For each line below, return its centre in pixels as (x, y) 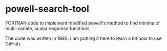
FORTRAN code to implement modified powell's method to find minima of (83, 23)
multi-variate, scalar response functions (47, 28)
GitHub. (13, 43)
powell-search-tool (47, 9)
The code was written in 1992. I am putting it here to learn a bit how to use (84, 38)
